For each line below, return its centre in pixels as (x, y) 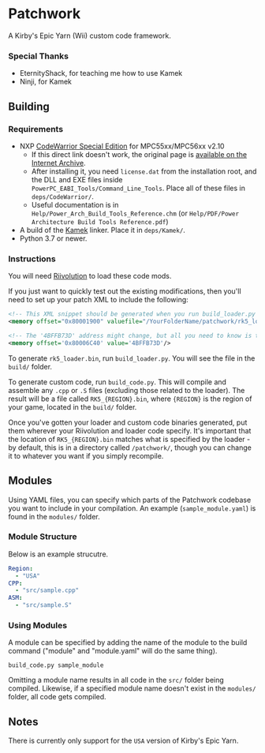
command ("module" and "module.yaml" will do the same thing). (113, 651)
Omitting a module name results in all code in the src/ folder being (116, 680)
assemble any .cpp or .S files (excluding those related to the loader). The (127, 390)
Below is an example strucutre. (58, 554)
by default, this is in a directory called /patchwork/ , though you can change (130, 448)
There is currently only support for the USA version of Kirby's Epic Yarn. (123, 741)
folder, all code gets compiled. (57, 697)
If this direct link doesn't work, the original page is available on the (139, 154)
